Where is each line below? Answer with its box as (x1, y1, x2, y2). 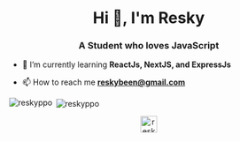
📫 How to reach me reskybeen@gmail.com (21, 77, 186, 87)
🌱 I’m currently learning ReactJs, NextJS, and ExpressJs (21, 59, 232, 70)
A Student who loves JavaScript (78, 40, 220, 52)
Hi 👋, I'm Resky (92, 8, 205, 28)
